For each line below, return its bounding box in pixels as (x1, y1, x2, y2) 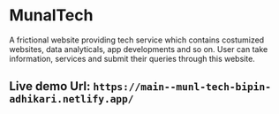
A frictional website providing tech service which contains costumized (9, 34, 265, 45)
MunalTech (9, 5, 94, 26)
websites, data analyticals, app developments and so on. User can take (9, 43, 268, 54)
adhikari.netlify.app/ (9, 93, 134, 106)
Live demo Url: (9, 79, 91, 94)
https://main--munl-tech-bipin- (92, 80, 272, 94)
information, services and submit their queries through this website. (9, 53, 256, 64)
